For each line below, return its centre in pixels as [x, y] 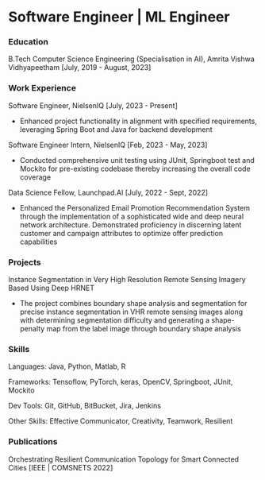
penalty [32, 329]
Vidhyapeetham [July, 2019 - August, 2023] [80, 68]
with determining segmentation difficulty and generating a [115, 320]
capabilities [38, 242]
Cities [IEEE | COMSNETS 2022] [61, 467]
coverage [35, 177]
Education [29, 42]
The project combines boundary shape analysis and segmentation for [133, 304]
